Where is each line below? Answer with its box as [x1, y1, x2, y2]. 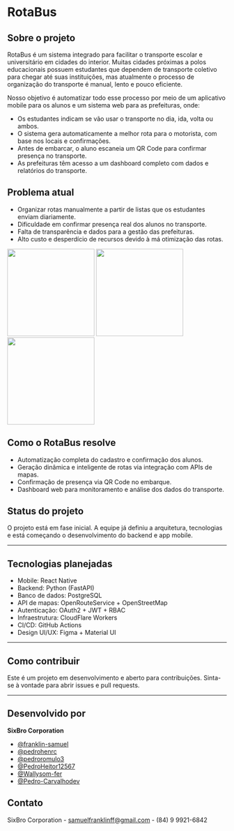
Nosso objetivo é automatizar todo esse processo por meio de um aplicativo [7, 93, 226, 102]
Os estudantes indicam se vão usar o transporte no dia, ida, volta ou [17, 114, 214, 123]
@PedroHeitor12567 [17, 762, 75, 770]
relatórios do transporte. [17, 167, 87, 174]
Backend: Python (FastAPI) [17, 584, 95, 592]
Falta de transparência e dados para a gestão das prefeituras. [17, 227, 195, 236]
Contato [7, 797, 43, 809]
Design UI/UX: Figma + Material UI [17, 629, 116, 637]
